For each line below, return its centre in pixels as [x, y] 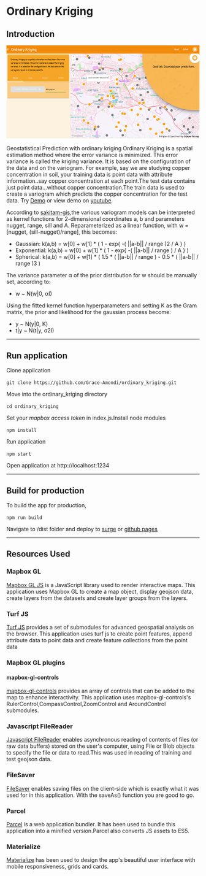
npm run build [25, 518]
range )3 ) [28, 263]
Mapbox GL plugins [36, 663]
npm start [19, 454]
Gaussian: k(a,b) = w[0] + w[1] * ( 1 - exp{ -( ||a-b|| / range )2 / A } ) [101, 244]
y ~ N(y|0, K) [32, 324]
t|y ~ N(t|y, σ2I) [35, 331]
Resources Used [38, 554]
